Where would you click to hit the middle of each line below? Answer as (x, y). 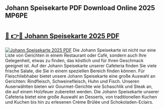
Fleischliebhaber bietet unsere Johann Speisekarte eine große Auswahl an (80, 76)
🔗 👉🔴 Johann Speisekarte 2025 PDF (62, 36)
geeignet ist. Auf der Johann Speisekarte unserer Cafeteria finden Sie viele (81, 66)
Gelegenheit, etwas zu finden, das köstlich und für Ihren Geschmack (74, 60)
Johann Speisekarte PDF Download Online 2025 (80, 8)
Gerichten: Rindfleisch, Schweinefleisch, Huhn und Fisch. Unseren (72, 81)
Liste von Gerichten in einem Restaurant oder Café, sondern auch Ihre (76, 55)
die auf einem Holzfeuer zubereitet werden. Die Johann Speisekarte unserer (82, 92)
